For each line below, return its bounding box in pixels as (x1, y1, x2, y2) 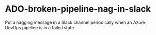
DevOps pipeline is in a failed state (5, 24, 74, 30)
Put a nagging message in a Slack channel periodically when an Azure (5, 19, 145, 25)
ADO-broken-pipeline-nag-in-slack (5, 3, 151, 15)
